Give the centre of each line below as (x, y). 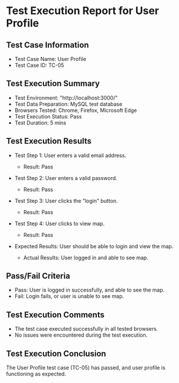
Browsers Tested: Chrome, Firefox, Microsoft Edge (76, 110)
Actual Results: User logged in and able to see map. (86, 257)
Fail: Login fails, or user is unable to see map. (69, 296)
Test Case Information (48, 45)
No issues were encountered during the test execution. (81, 335)
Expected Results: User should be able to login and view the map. (94, 246)
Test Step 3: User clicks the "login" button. (66, 201)
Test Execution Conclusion (56, 353)
